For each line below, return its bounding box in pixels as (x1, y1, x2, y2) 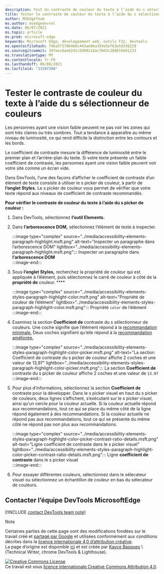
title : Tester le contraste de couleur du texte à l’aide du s (5, 12, 137, 17)
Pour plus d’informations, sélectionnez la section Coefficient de (12, 385, 141, 391)
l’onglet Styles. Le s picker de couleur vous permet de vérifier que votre (5, 185, 151, 191)
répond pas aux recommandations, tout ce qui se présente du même (12, 416, 150, 422)
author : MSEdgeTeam (5, 16, 45, 21)
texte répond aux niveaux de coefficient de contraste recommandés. (5, 190, 143, 196)
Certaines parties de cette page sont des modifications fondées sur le (5, 528, 146, 534)
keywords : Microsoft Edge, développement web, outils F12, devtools (5, 39, 147, 44)
